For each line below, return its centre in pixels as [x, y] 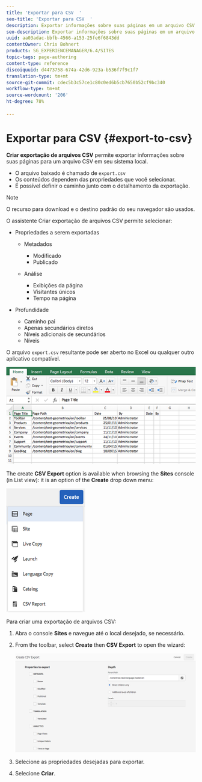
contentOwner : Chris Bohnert [43, 44]
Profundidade [32, 310]
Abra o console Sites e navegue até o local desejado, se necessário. [100, 633]
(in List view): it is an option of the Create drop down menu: [80, 480]
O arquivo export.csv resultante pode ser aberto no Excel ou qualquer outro [100, 352]
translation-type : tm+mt [37, 76]
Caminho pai [40, 321]
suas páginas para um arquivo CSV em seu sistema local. [77, 161]
